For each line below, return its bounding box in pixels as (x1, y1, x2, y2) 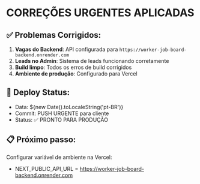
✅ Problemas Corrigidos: (6, 30, 102, 40)
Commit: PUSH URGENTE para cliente (14, 110, 109, 117)
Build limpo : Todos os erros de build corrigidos (14, 64, 132, 71)
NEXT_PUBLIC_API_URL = (14, 165, 79, 172)
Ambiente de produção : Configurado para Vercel (14, 70, 138, 77)
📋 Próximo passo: (6, 135, 76, 145)
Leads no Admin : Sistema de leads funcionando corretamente (14, 58, 169, 64)
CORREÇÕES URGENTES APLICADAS (6, 6, 195, 20)
